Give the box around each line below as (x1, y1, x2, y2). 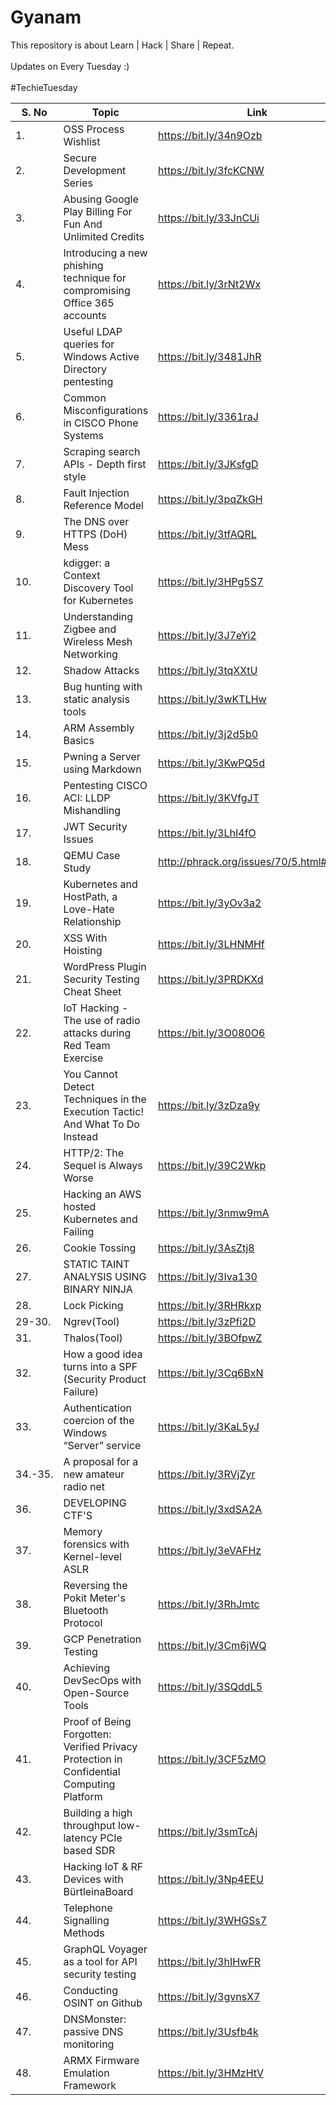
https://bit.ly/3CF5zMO (158, 1752, 267, 1766)
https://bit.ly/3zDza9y (158, 1098, 261, 1112)
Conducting (63, 1983, 118, 1997)
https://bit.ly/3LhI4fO (158, 826, 257, 840)
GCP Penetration (63, 1632, 142, 1646)
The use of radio (63, 1013, 141, 1027)
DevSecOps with (63, 1673, 142, 1687)
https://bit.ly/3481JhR (158, 349, 262, 363)
